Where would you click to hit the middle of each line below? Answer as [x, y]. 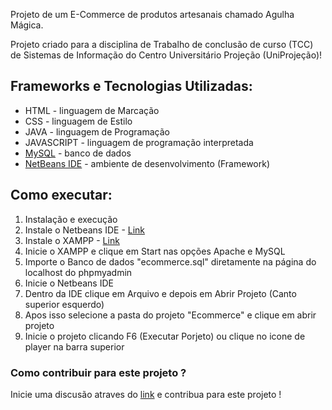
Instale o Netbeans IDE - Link [85, 230]
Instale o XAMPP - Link [72, 240]
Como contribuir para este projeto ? [98, 372]
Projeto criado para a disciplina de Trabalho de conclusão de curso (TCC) [162, 44]
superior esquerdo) [64, 304]
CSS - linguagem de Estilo [78, 121]
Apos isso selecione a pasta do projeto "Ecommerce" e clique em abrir [170, 315]
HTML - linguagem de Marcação [92, 110]
